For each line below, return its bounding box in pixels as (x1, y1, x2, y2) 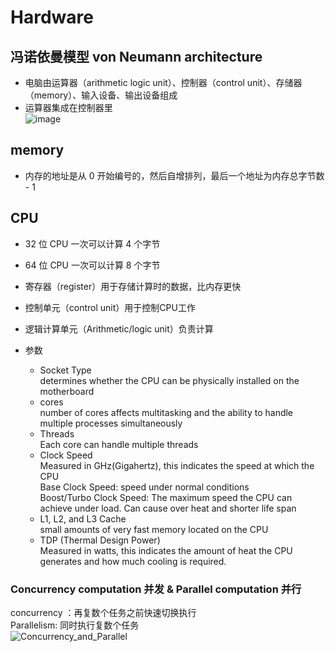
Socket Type (39, 364, 92, 376)
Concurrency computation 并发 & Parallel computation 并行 (10, 582, 302, 596)
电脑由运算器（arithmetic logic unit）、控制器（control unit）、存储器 (24, 77, 303, 88)
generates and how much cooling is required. (39, 555, 227, 567)
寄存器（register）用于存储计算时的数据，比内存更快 (24, 280, 242, 292)
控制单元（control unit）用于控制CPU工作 (24, 301, 196, 313)
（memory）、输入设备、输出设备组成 (24, 89, 178, 101)
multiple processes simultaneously (39, 417, 183, 429)
